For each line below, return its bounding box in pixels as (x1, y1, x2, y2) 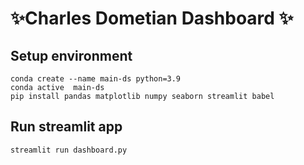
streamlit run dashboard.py (10, 145, 128, 155)
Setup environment (10, 47, 133, 64)
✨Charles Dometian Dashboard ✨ (10, 7, 294, 30)
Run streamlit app (10, 118, 123, 136)
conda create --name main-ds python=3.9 (10, 74, 182, 84)
